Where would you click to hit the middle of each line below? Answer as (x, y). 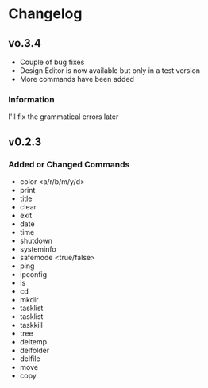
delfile (30, 359)
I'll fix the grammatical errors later (64, 117)
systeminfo (38, 249)
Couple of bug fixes (52, 62)
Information (31, 99)
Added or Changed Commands (69, 164)
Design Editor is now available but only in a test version (110, 71)
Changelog (45, 14)
